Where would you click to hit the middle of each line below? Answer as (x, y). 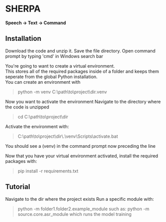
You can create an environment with (43, 82)
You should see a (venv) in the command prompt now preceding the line (80, 146)
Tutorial (18, 187)
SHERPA (23, 9)
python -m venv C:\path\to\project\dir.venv (62, 92)
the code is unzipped (27, 107)
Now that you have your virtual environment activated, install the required (82, 156)
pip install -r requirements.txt (48, 171)
